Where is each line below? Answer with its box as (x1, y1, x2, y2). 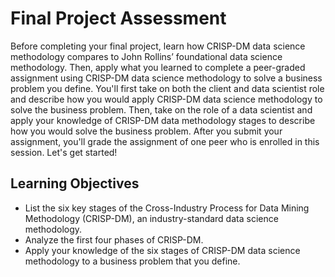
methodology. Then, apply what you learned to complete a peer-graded (10, 61, 306, 73)
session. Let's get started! (10, 146, 118, 158)
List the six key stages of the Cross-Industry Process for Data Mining (24, 202, 310, 214)
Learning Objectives (10, 175, 140, 192)
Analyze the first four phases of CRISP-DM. (24, 233, 204, 246)
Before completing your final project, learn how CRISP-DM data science (10, 40, 306, 52)
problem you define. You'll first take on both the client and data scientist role (10, 82, 325, 94)
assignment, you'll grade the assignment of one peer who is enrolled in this (10, 135, 320, 147)
